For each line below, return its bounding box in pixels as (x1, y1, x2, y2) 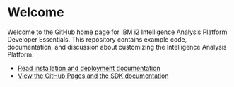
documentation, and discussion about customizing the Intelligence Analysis (7, 42, 227, 51)
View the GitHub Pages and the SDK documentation (17, 71, 169, 80)
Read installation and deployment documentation (17, 64, 160, 72)
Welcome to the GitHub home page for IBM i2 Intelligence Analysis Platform (7, 28, 228, 36)
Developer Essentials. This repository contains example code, (7, 35, 187, 43)
